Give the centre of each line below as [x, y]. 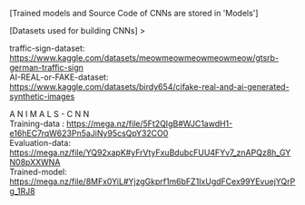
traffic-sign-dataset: [47, 48]
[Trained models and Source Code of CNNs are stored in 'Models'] [134, 13]
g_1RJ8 [22, 191]
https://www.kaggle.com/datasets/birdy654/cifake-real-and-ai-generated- [149, 87]
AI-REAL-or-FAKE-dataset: [59, 77]
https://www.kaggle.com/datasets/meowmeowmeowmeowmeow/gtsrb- [144, 58]
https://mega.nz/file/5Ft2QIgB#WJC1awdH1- [150, 123]
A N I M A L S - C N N [49, 114]
